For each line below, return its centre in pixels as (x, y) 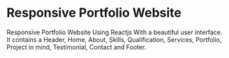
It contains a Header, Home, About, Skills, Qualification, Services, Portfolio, (114, 39)
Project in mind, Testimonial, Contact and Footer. (76, 47)
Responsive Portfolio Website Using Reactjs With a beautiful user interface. (114, 32)
